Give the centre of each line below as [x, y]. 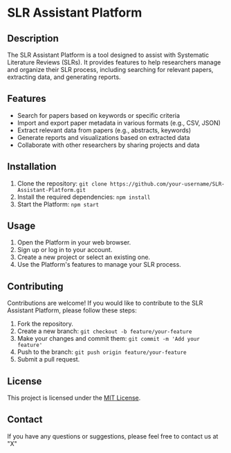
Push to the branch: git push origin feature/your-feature [102, 352]
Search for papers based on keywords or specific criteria [99, 115]
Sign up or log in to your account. [65, 250]
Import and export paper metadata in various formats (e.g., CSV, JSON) [119, 123]
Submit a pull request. [48, 359]
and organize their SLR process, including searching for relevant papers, [110, 70]
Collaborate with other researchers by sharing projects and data [108, 145]
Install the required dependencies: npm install [84, 197]
